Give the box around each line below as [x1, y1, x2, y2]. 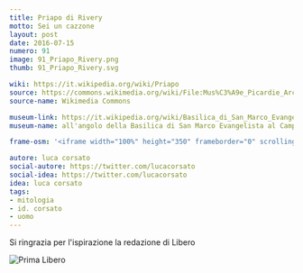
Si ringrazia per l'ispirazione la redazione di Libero [9, 237, 196, 248]
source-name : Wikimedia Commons [9, 96, 131, 105]
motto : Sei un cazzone [9, 22, 95, 31]
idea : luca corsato [9, 178, 83, 187]
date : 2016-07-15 [9, 38, 75, 48]
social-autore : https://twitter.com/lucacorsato [9, 162, 196, 171]
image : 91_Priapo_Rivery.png [9, 55, 119, 64]
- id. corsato [9, 204, 63, 213]
